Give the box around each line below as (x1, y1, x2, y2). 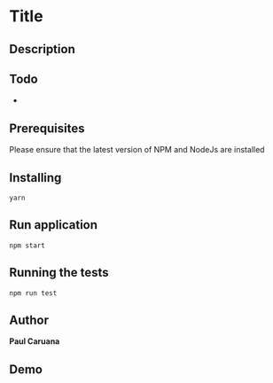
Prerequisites (9, 121, 85, 136)
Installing (9, 170, 62, 185)
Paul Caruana (9, 336, 60, 347)
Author (9, 313, 49, 328)
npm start (9, 241, 46, 250)
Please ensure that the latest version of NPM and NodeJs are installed (9, 145, 265, 155)
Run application (9, 217, 98, 232)
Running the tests (9, 265, 109, 280)
